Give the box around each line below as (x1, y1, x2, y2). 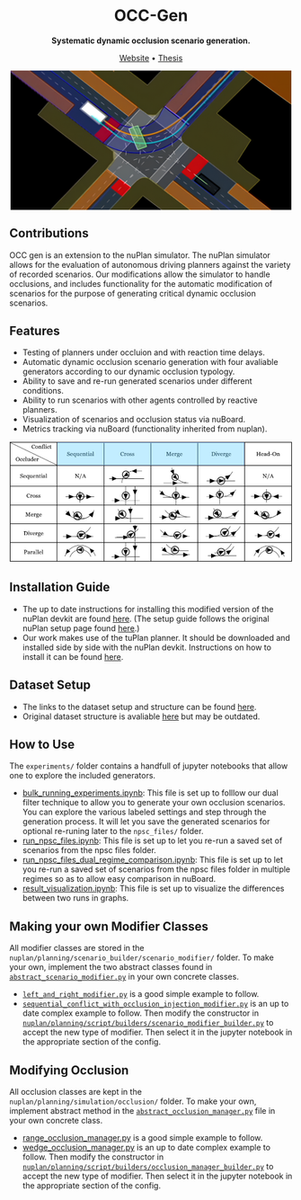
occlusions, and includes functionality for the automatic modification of (9, 278, 273, 289)
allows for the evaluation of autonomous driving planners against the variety (9, 259, 291, 270)
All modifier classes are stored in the (9, 943, 146, 954)
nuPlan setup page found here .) (22, 622, 140, 634)
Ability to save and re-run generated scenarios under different (22, 376, 253, 387)
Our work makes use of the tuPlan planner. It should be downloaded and (22, 632, 290, 643)
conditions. (22, 386, 65, 396)
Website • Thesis (119, 52, 183, 63)
